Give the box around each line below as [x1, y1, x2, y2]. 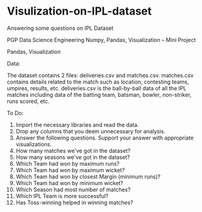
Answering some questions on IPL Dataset [7, 24, 114, 32]
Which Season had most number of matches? [15, 186, 131, 193]
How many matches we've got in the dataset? [15, 147, 131, 154]
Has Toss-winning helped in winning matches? [15, 199, 134, 206]
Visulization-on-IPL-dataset [7, 4, 152, 18]
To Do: [7, 109, 24, 116]
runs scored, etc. [7, 97, 50, 105]
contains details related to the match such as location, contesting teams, [7, 78, 189, 85]
